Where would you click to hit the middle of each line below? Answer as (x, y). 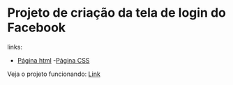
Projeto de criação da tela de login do (117, 13)
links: (15, 47)
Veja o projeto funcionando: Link (54, 74)
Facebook (37, 28)
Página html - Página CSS (53, 60)
